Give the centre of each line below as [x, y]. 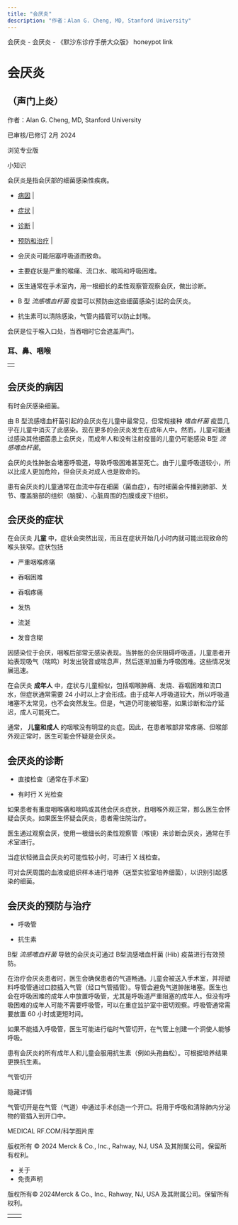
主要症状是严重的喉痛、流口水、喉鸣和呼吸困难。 [89, 271]
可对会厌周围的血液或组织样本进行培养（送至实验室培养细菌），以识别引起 [114, 872]
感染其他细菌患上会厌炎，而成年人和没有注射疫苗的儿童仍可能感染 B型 [115, 438]
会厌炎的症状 [35, 520]
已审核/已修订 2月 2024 [42, 135]
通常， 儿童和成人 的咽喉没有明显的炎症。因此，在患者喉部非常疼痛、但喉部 [118, 727]
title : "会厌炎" [30, 14]
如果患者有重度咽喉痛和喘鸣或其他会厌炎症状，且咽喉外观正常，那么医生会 [116, 810]
